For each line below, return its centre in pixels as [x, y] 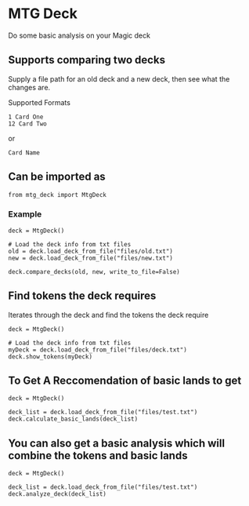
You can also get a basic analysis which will [117, 443]
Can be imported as [57, 177]
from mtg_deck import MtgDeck [58, 195]
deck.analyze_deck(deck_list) [58, 494]
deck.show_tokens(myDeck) [50, 357]
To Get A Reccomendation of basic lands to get [125, 381]
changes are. [29, 87]
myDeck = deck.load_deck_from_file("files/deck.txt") [98, 350]
